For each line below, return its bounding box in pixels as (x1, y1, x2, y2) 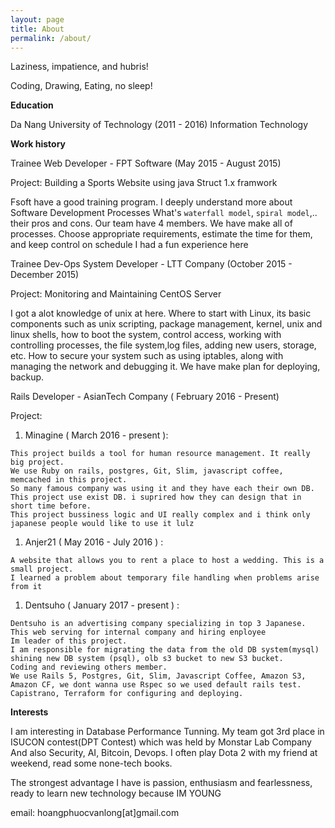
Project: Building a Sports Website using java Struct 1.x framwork (10, 177, 278, 189)
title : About (10, 24, 65, 34)
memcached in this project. (10, 475, 128, 485)
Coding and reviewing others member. (10, 662, 168, 673)
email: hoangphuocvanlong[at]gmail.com (10, 807, 180, 819)
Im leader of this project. (10, 636, 128, 646)
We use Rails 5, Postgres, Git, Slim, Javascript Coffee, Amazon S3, (10, 671, 307, 681)
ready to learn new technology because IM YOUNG (10, 787, 222, 800)
